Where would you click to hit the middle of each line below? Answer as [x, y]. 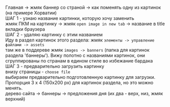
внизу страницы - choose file [38, 72]
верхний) [15, 99]
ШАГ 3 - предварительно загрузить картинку [55, 66]
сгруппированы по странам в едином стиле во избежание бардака [79, 61]
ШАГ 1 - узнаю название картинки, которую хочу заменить [70, 18]
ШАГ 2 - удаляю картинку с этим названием [54, 35]
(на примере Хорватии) [31, 13]
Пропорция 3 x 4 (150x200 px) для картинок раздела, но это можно [79, 82]
